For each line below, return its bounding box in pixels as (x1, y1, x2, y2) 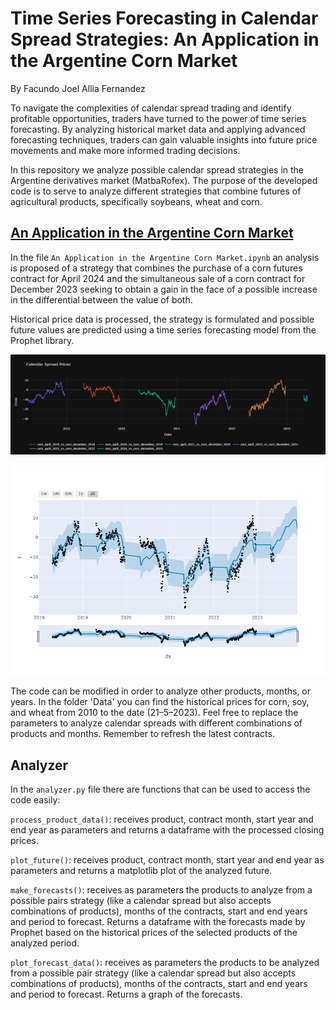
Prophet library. (10, 334, 75, 346)
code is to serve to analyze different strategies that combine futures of (10, 185, 302, 197)
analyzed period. (10, 937, 80, 949)
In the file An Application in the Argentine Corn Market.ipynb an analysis (10, 251, 320, 263)
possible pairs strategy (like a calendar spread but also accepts (10, 895, 272, 907)
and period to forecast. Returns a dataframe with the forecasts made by (10, 916, 306, 928)
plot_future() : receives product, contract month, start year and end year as (10, 854, 325, 866)
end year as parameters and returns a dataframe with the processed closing (10, 824, 325, 836)
